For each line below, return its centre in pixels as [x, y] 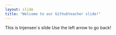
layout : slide [19, 9]
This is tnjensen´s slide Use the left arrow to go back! [58, 27]
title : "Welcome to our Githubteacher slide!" [53, 14]
